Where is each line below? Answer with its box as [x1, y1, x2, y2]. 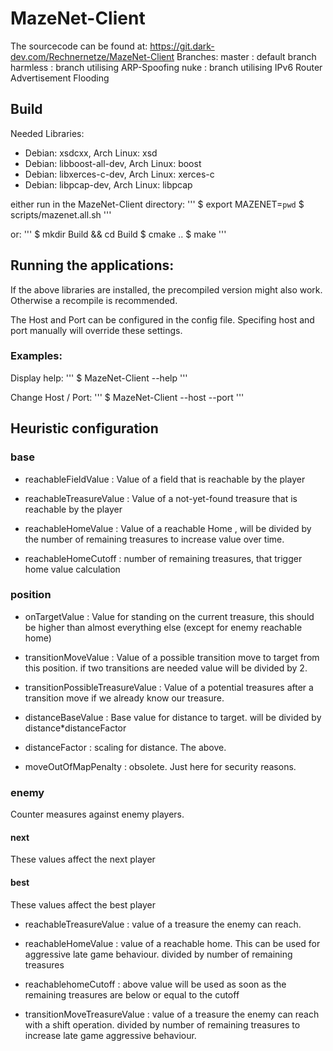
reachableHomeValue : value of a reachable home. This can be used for [24, 937, 321, 949]
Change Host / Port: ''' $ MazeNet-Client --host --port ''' [10, 391, 245, 403]
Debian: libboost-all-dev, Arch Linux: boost [24, 157, 202, 169]
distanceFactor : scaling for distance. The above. [24, 741, 227, 753]
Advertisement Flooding [10, 72, 110, 84]
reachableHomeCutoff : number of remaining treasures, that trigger [24, 552, 303, 564]
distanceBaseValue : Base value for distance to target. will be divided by [24, 711, 322, 723]
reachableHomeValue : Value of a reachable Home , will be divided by [24, 522, 312, 534]
